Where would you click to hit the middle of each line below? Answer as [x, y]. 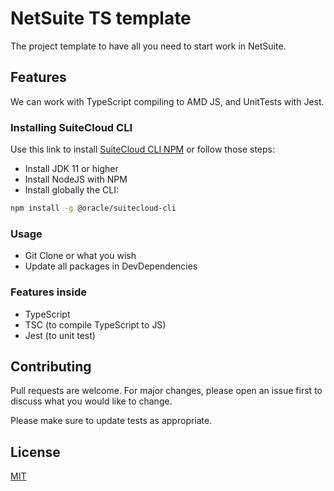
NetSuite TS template [101, 18]
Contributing [51, 366]
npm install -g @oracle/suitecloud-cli [93, 208]
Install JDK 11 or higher [71, 169]
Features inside [49, 292]
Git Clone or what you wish [80, 256]
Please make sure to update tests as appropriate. [111, 421]
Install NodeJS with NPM [76, 179]
